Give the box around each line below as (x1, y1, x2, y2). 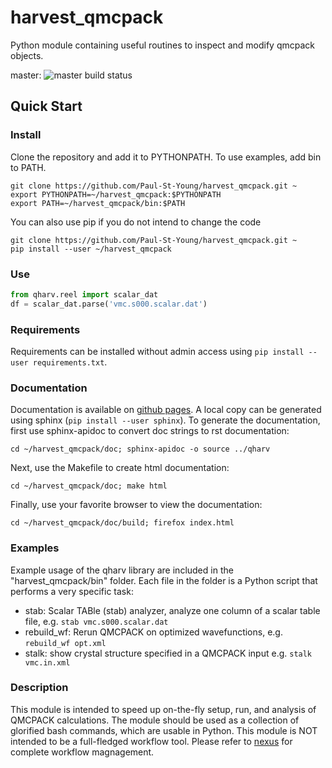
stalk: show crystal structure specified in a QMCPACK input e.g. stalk (24, 647, 313, 659)
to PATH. (10, 161, 47, 173)
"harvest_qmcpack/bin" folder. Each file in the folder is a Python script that (10, 574, 318, 586)
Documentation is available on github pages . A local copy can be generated (10, 404, 322, 416)
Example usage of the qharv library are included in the (10, 564, 234, 576)
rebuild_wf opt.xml (24, 638, 107, 648)
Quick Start (10, 98, 83, 115)
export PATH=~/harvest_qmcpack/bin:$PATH (10, 198, 186, 208)
